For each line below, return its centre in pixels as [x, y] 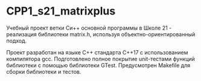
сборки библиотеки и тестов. [44, 71]
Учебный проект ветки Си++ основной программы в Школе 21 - [89, 28]
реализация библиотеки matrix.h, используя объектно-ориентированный [101, 34]
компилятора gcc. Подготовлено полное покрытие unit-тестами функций [101, 59]
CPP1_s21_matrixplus [61, 11]
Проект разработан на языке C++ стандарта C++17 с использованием [97, 52]
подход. [17, 40]
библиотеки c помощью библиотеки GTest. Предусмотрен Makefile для [98, 65]
